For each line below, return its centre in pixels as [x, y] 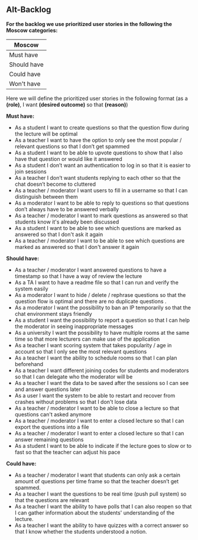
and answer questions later [48, 389]
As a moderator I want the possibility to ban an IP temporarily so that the [103, 308]
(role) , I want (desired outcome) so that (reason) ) [67, 104]
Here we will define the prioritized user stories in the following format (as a [97, 98]
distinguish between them [46, 196]
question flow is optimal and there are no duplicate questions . [90, 301]
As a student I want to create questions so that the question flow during [102, 127]
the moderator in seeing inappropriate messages [74, 326]
